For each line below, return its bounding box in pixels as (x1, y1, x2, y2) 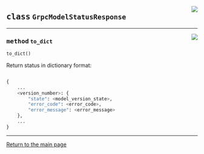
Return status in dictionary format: (6, 61, 92, 69)
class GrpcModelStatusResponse (6, 12, 126, 22)
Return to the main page (6, 141, 67, 148)
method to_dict (6, 37, 53, 45)
